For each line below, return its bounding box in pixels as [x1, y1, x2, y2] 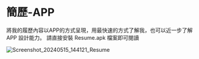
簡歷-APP [6, 5, 55, 19]
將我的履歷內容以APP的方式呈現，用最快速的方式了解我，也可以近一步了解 [6, 26, 193, 34]
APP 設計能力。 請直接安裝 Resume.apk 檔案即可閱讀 [6, 34, 139, 41]
